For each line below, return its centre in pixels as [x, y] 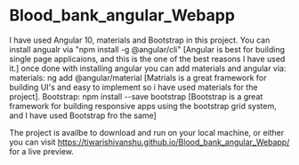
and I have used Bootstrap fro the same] [83, 115]
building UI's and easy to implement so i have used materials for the [133, 87]
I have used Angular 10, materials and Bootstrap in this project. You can [140, 40]
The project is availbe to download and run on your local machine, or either [147, 132]
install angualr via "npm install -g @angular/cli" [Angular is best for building [147, 49]
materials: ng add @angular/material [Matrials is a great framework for [138, 77]
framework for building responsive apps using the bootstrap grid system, [143, 106]
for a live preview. [41, 151]
